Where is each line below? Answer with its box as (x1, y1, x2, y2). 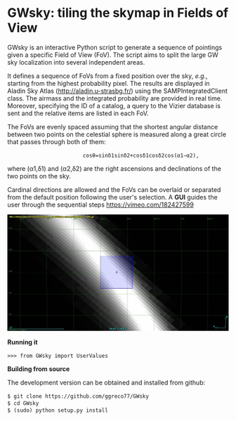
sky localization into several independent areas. (7, 58, 145, 66)
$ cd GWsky (7, 400, 39, 407)
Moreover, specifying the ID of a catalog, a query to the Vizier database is (7, 101, 221, 110)
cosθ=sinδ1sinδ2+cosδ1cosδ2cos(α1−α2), (82, 152, 199, 159)
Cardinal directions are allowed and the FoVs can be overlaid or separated (7, 185, 221, 194)
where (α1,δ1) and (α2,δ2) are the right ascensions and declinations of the (7, 164, 221, 173)
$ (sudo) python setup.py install (7, 407, 109, 414)
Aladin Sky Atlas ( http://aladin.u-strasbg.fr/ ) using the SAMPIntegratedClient (7, 86, 228, 95)
